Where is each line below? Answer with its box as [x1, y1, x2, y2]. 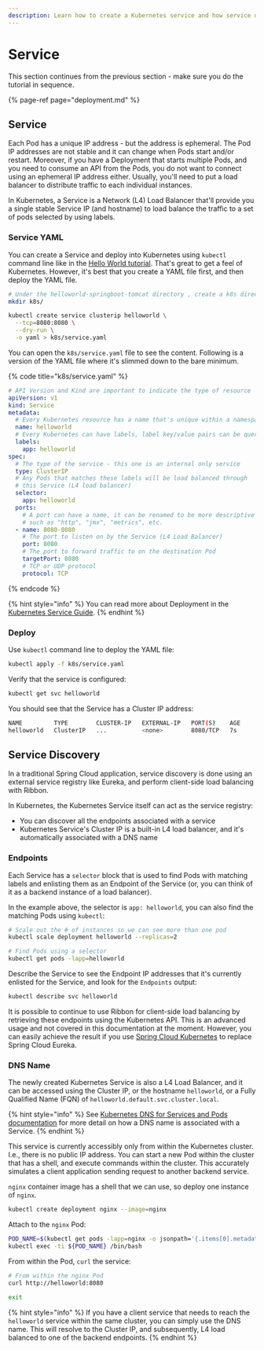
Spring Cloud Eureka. [8, 1040, 77, 1049]
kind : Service [8, 401, 55, 409]
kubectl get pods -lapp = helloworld [8, 955, 125, 963]
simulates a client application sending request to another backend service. [8, 1167, 249, 1176]
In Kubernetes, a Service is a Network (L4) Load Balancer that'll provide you [8, 196, 255, 205]
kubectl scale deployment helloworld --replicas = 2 [8, 933, 178, 941]
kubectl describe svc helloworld [8, 993, 118, 1001]
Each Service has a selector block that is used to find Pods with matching [8, 870, 248, 880]
